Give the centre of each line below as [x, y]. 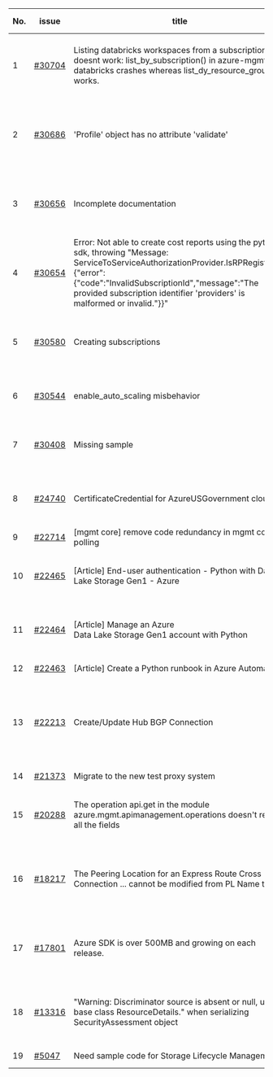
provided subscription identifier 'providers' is [159, 293]
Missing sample [104, 445]
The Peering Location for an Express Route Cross [167, 874]
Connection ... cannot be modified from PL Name [167, 884]
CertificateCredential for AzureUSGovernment [161, 498]
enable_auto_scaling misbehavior [137, 396]
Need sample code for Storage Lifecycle [150, 1055]
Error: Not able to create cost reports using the [162, 242]
